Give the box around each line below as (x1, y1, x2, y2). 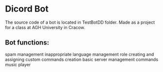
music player (5, 61, 31, 67)
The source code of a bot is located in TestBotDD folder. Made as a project (5, 19, 155, 25)
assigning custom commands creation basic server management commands (5, 57, 159, 62)
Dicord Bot (5, 3, 49, 14)
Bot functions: (5, 39, 50, 47)
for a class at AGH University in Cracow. (5, 24, 85, 30)
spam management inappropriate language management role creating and (5, 51, 154, 57)
